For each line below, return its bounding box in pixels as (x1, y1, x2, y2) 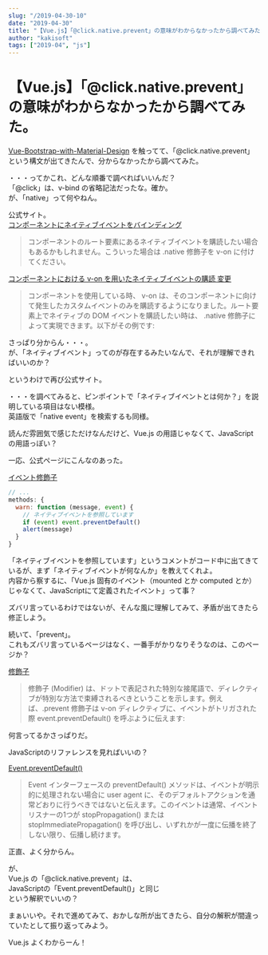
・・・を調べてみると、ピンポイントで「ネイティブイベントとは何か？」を (8, 392, 252, 402)
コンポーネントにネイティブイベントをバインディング (8, 220, 182, 230)
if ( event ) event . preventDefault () (22, 518, 141, 526)
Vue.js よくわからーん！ (8, 937, 87, 947)
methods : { (8, 496, 45, 504)
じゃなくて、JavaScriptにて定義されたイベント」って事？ (8, 586, 197, 596)
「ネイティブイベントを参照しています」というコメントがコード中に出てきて (8, 556, 259, 565)
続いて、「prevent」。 (8, 630, 75, 640)
